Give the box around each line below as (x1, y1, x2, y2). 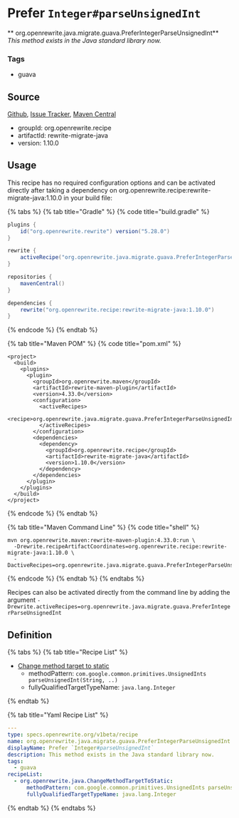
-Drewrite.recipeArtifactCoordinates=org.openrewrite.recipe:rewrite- (14, 543, 228, 551)
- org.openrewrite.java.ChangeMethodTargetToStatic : (14, 777, 174, 785)
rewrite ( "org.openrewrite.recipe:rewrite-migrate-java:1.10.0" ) (20, 306, 215, 313)
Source (7, 91, 41, 103)
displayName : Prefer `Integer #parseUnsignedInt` (7, 744, 154, 752)
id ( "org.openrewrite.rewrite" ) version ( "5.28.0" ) (20, 227, 171, 235)
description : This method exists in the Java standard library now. (7, 751, 215, 758)
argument (7, 595, 36, 604)
